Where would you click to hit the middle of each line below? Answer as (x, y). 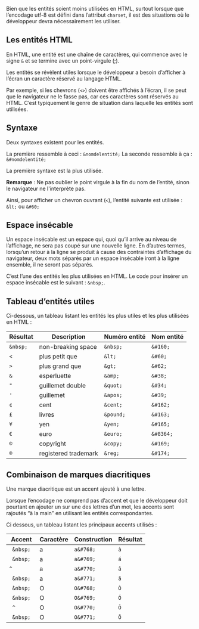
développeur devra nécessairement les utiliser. (63, 21)
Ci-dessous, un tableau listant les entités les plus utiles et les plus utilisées (98, 316)
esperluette (55, 376)
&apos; (113, 395)
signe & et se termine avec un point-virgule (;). (63, 61)
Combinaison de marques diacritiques (78, 474)
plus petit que (58, 357)
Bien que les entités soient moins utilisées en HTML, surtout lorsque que (95, 9)
